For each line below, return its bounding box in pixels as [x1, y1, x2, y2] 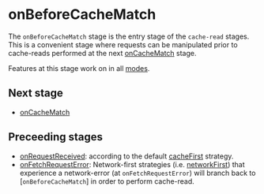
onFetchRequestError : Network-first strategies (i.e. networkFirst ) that [19, 159, 245, 169]
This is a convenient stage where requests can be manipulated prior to [8, 39, 239, 49]
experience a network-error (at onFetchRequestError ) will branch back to [19, 168, 256, 177]
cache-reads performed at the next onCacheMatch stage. [8, 48, 197, 58]
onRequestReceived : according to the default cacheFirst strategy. [19, 151, 234, 161]
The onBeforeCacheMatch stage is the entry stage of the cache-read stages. [8, 32, 250, 41]
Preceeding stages [8, 130, 104, 144]
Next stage [8, 87, 63, 100]
